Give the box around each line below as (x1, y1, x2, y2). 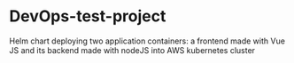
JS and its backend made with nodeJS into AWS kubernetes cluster (9, 44, 255, 55)
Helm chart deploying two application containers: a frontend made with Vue (9, 35, 286, 46)
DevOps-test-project (9, 6, 166, 27)
